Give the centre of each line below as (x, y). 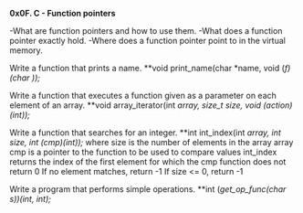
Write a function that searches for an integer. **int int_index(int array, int (145, 133)
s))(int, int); (31, 199)
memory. (26, 50)
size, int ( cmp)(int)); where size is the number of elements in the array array (151, 142)
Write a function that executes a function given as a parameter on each (143, 96)
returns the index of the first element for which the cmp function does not (148, 162)
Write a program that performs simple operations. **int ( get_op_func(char (148, 189)
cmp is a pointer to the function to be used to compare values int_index (143, 152)
